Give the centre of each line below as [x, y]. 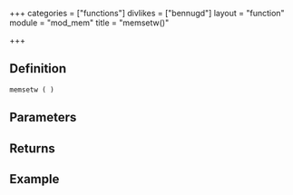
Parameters [43, 117]
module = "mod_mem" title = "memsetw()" [89, 23]
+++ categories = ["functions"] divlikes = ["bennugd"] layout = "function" [147, 13]
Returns [33, 148]
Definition [38, 68]
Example [34, 179]
